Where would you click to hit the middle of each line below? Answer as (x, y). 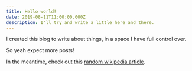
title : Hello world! (32, 11)
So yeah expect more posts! (40, 50)
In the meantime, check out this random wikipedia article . (76, 62)
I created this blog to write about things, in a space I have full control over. (96, 39)
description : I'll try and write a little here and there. (80, 22)
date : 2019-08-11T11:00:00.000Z (46, 17)
